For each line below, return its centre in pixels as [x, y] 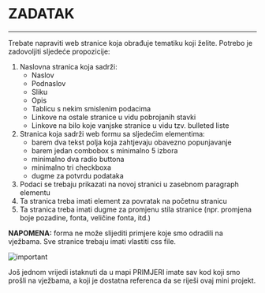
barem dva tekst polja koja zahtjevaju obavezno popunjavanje [131, 142]
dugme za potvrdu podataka [77, 175]
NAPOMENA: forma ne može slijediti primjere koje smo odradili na [116, 233]
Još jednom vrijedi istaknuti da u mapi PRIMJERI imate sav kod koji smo [124, 272]
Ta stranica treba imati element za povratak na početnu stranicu [123, 201]
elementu [35, 192]
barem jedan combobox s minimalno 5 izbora [105, 150]
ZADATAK [41, 14]
